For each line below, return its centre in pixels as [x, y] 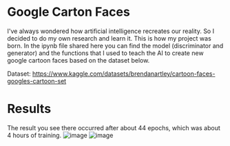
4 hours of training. [34, 135]
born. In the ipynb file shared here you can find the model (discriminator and [115, 45]
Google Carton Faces [69, 12]
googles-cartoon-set [37, 81]
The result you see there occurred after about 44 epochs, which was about [114, 127]
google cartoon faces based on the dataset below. [79, 60]
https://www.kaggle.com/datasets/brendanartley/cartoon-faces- [124, 74]
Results [29, 109]
